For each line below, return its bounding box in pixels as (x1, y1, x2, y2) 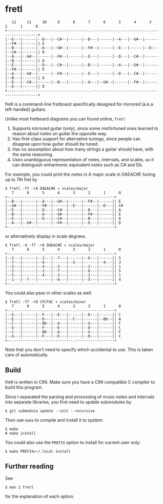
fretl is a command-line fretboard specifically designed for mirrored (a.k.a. (5, 101, 155, 107)
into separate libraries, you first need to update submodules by (5, 399, 132, 405)
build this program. (5, 384, 43, 390)
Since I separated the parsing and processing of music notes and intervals (5, 394, 155, 400)
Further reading (5, 462, 54, 471)
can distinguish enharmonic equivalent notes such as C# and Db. (12, 162, 143, 168)
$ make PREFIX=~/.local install (5, 449, 71, 454)
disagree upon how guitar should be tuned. (12, 141, 99, 147)
